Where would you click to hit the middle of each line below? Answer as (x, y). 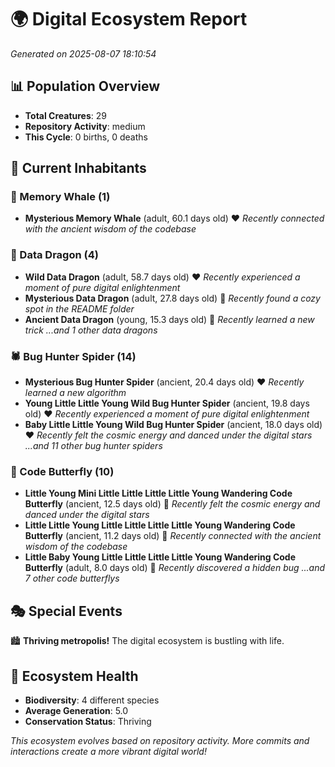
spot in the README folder (79, 308)
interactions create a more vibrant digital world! (108, 751)
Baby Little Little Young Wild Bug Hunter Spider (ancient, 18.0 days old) (173, 425)
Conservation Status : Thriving (88, 721)
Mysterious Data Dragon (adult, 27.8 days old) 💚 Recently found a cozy (172, 298)
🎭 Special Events (66, 611)
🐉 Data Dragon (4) (54, 255)
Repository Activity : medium (85, 126)
